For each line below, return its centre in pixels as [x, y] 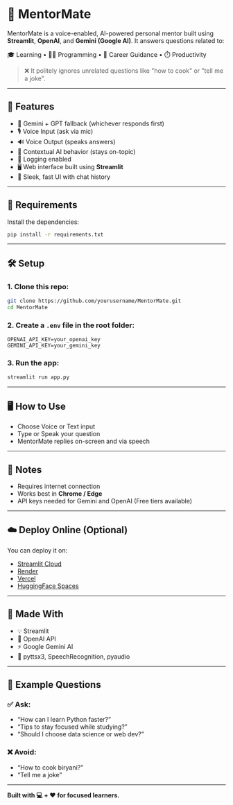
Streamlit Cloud [39, 564]
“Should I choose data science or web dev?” [80, 734]
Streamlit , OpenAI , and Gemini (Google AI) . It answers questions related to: [116, 40]
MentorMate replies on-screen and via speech [84, 441]
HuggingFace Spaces [48, 586]
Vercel [26, 578]
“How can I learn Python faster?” [64, 720]
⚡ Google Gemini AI [45, 646]
